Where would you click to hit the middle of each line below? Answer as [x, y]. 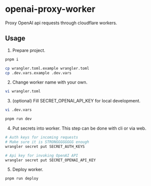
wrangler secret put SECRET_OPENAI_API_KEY [51, 160]
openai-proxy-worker [50, 9]
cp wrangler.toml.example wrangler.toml [47, 68]
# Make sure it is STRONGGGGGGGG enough [47, 142]
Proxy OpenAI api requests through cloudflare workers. [61, 23]
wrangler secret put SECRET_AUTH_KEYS [45, 146]
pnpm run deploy [22, 179]
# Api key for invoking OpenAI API [42, 155]
